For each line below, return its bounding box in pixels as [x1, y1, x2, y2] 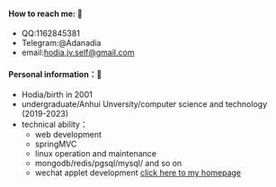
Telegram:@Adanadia [21, 38, 102, 49]
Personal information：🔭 [8, 68, 102, 79]
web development [34, 129, 102, 140]
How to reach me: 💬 [8, 8, 83, 19]
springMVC [34, 138, 77, 149]
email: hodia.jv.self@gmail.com [21, 47, 135, 58]
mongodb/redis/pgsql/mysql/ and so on [34, 158, 183, 169]
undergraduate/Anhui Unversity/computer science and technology [21, 99, 267, 110]
